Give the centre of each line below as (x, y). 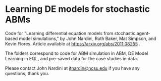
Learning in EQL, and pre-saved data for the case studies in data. (72, 58)
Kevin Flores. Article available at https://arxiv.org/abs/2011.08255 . (73, 43)
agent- (143, 33)
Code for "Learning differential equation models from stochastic (70, 33)
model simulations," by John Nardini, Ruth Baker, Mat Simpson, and (88, 39)
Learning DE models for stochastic (78, 9)
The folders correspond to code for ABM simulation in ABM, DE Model (77, 53)
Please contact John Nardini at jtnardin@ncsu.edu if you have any (72, 68)
